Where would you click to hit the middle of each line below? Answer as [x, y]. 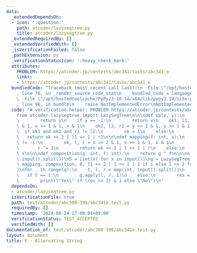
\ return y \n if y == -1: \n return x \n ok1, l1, [103, 121]
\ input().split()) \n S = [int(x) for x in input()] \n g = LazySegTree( [105, 159]
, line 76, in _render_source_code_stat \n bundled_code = [93, 93]
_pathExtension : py [35, 55]
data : [13, 11]
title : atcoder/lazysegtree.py [55, 33]
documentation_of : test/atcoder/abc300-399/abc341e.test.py [81, 230]
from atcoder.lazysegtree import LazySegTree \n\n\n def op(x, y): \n [101, 115]
